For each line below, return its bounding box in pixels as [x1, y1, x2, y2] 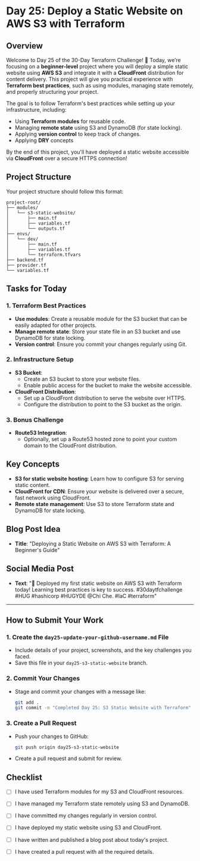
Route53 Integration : [14, 429, 67, 437]
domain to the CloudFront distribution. [23, 442, 117, 449]
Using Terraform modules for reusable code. [14, 118, 126, 125]
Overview [6, 41, 43, 51]
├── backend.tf [6, 257, 44, 263]
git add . [14, 699, 40, 706]
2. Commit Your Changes [6, 674, 80, 682]
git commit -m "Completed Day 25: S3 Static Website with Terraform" [14, 705, 192, 711]
